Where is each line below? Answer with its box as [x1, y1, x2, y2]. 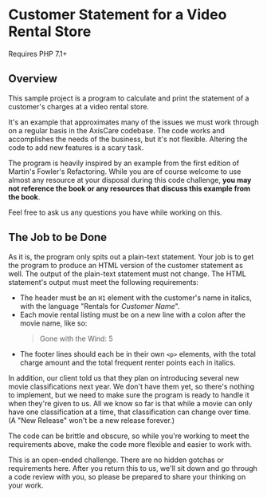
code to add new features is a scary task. [8, 142, 144, 152]
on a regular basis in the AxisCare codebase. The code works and [8, 125, 225, 135]
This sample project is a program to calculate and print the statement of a [8, 93, 249, 103]
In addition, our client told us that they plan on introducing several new [8, 373, 240, 382]
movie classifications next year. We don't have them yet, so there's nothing [8, 381, 255, 391]
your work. [8, 480, 44, 490]
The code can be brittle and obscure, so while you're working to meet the [8, 431, 249, 441]
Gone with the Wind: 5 [39, 334, 113, 343]
